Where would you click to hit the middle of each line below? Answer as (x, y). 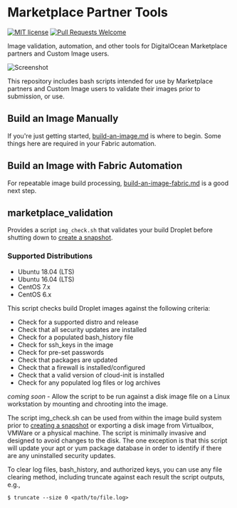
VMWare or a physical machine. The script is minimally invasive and (107, 432)
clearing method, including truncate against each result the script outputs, (116, 477)
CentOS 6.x (35, 294)
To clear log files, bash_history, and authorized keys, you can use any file (115, 469)
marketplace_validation (60, 213)
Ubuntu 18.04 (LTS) (46, 271)
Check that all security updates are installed (82, 329)
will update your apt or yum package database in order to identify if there (115, 448)
